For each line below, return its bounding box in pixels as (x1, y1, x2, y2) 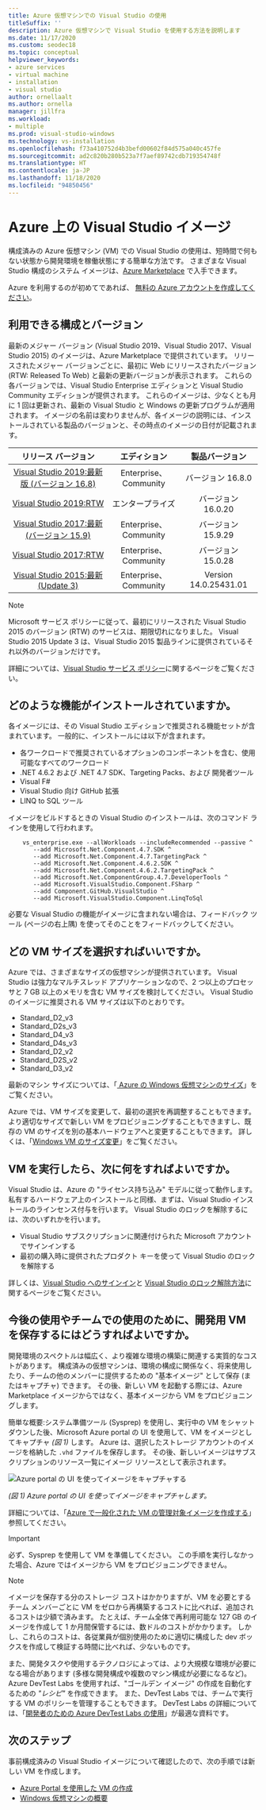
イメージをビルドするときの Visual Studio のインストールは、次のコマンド (8, 813, 249, 823)
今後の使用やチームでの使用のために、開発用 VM (8, 1314, 246, 1327)
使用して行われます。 (28, 823, 97, 832)
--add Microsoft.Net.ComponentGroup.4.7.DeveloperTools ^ (32, 874, 228, 882)
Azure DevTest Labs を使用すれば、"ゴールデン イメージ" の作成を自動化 (8, 1678, 245, 1688)
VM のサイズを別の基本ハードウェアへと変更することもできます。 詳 (23, 1127, 246, 1137)
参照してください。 (8, 1518, 71, 1527)
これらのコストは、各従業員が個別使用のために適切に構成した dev (21, 1631, 237, 1641)
